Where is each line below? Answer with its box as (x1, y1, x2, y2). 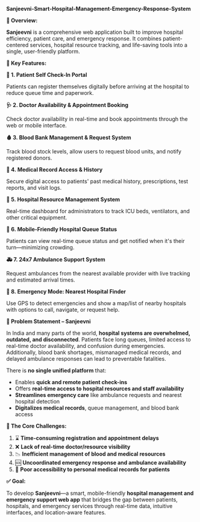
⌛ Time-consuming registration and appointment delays (14, 434, 160, 442)
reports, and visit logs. (6, 184, 62, 191)
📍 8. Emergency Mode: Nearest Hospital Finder (6, 288, 127, 295)
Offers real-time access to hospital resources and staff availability (14, 385, 184, 392)
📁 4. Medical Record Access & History (6, 166, 103, 173)
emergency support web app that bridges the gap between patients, (6, 496, 178, 503)
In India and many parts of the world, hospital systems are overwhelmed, (6, 329, 191, 337)
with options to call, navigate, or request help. (6, 306, 120, 313)
